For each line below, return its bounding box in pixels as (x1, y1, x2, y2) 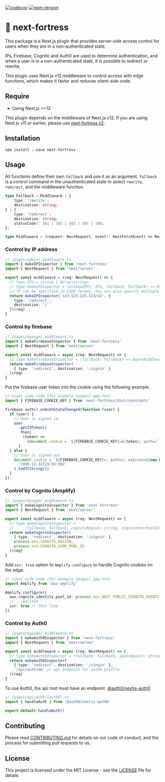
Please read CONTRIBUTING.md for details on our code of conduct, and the (5, 735, 159, 741)
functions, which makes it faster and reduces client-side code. (5, 78, 132, 84)
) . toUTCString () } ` (14, 467, 52, 472)
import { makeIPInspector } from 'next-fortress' (5, 262, 109, 267)
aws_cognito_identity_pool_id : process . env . (9, 594, 102, 599)
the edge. (5, 567, 25, 573)
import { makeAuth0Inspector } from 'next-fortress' (5, 636, 115, 641)
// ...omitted (9, 599, 38, 604)
